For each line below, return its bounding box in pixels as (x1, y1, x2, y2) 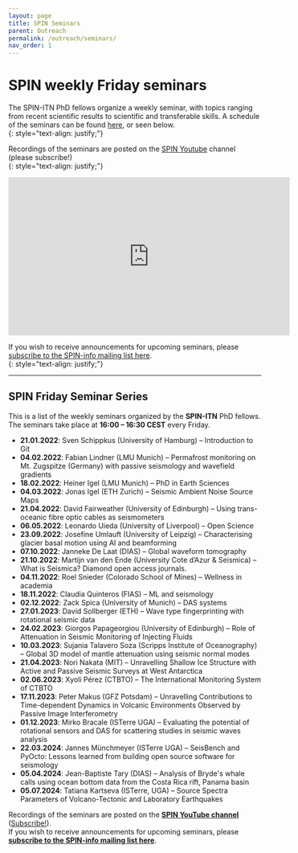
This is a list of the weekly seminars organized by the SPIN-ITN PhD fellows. (8, 411, 261, 420)
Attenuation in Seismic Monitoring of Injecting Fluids (19, 632, 193, 642)
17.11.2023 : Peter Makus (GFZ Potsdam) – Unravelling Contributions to (19, 691, 253, 701)
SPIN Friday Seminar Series (8, 390, 149, 404)
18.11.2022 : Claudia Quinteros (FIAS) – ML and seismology (19, 588, 214, 599)
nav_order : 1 (8, 42, 52, 50)
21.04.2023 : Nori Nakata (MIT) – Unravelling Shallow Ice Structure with (19, 657, 257, 667)
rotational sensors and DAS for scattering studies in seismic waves (19, 725, 241, 736)
